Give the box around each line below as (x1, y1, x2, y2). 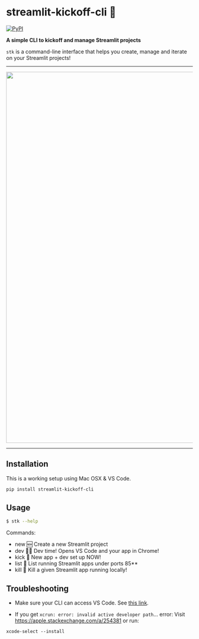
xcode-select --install (6, 629, 65, 635)
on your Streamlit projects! (6, 54, 71, 61)
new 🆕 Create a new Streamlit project (14, 540, 108, 548)
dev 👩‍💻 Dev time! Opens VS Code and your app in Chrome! (14, 548, 159, 555)
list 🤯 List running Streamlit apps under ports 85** (14, 560, 138, 567)
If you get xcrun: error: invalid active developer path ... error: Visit (14, 611, 185, 618)
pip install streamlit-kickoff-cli (6, 486, 94, 492)
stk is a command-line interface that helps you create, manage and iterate (6, 48, 188, 55)
